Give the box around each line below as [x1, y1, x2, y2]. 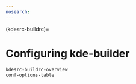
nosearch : [5, 8, 31, 15]
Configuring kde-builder [5, 47, 130, 60]
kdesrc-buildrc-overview [5, 66, 68, 73]
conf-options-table [5, 72, 55, 78]
